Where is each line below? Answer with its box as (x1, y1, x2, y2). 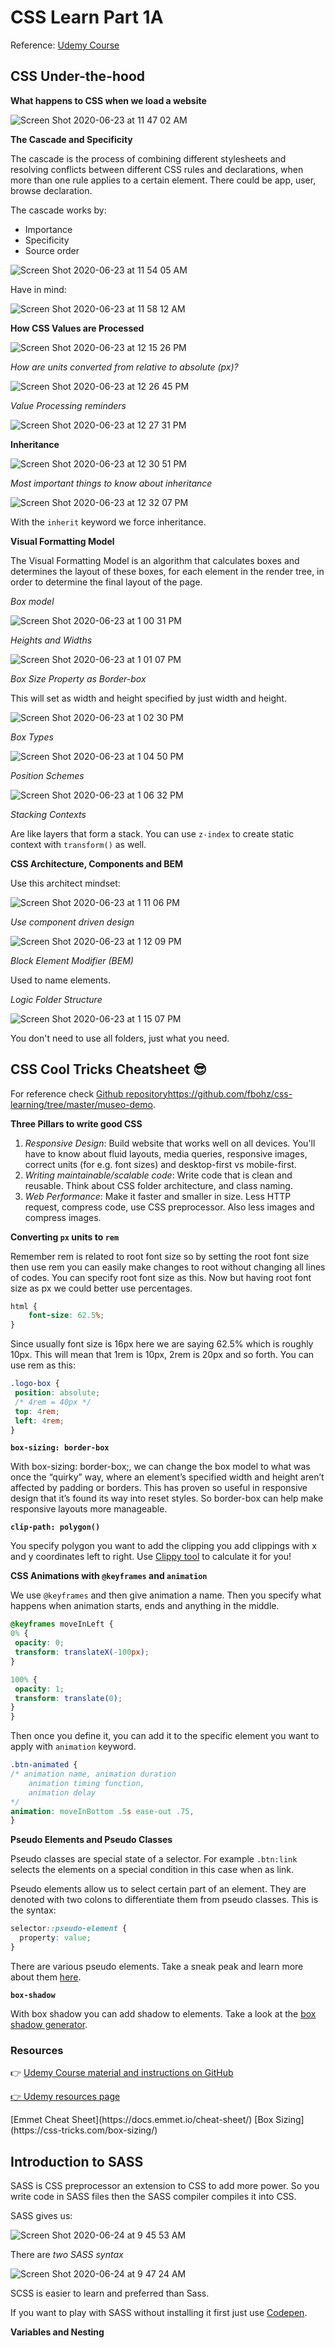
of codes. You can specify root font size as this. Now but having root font (10, 1271, 312, 1283)
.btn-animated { (10, 1760, 78, 1770)
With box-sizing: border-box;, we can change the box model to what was (10, 1461, 311, 1473)
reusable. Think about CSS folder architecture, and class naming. (24, 1179, 293, 1191)
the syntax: (10, 1904, 57, 1916)
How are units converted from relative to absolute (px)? (10, 361, 239, 373)
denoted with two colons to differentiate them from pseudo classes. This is (10, 1894, 319, 1906)
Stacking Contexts (10, 808, 87, 820)
